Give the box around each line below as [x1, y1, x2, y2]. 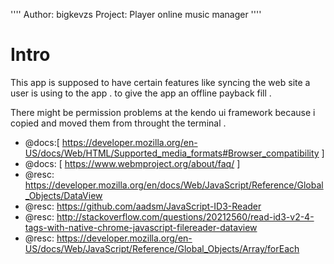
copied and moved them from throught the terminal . [10, 117, 227, 129]
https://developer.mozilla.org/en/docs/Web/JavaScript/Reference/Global [24, 179, 324, 191]
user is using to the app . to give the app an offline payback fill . [10, 87, 272, 99]
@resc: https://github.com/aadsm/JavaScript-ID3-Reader [24, 200, 262, 212]
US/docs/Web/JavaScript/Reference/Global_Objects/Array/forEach [24, 242, 300, 254]
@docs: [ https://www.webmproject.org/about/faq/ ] [24, 157, 241, 169]
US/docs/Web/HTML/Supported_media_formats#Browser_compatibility [24, 147, 320, 159]
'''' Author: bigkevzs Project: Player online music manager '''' [10, 9, 262, 20]
